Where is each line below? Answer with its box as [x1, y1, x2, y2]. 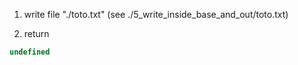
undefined [9, 47, 51, 57]
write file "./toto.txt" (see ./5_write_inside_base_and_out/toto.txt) [23, 9, 289, 20]
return [23, 28, 50, 39]
